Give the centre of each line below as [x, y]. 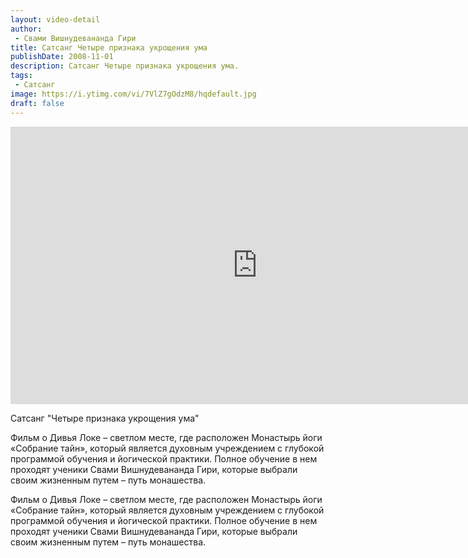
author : [26, 29]
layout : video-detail [55, 19]
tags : [21, 76]
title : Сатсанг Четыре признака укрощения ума [109, 47]
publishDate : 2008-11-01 [62, 57]
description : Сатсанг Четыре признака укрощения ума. [125, 66]
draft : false [37, 103]
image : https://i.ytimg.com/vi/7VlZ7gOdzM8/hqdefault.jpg [133, 94]
